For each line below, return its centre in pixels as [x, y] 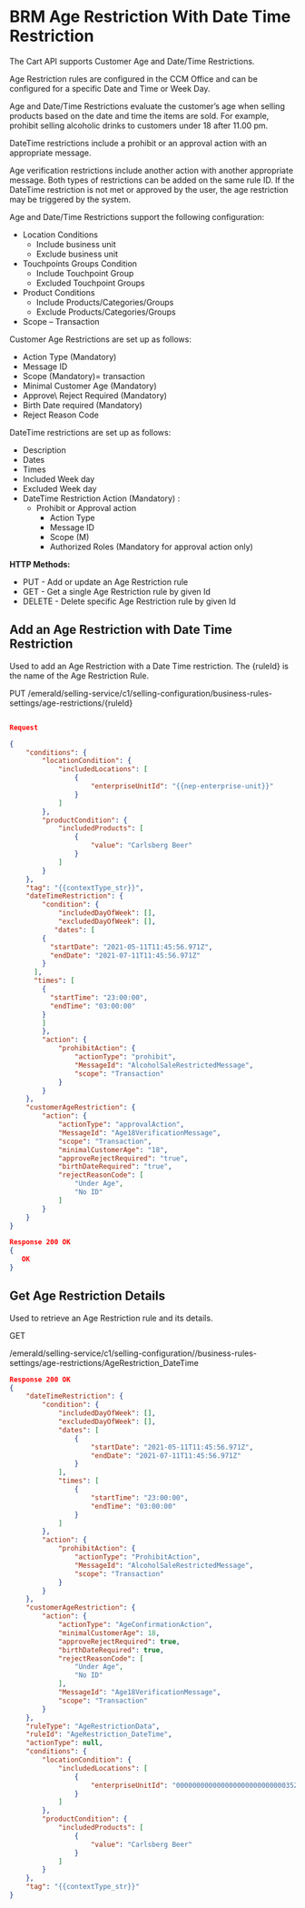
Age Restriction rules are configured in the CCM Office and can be [134, 78]
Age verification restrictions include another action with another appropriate [151, 170]
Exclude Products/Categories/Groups [106, 312]
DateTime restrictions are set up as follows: [90, 432]
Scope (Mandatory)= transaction [84, 376]
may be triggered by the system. [70, 199]
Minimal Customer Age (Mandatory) [89, 386]
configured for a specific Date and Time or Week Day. [110, 88]
